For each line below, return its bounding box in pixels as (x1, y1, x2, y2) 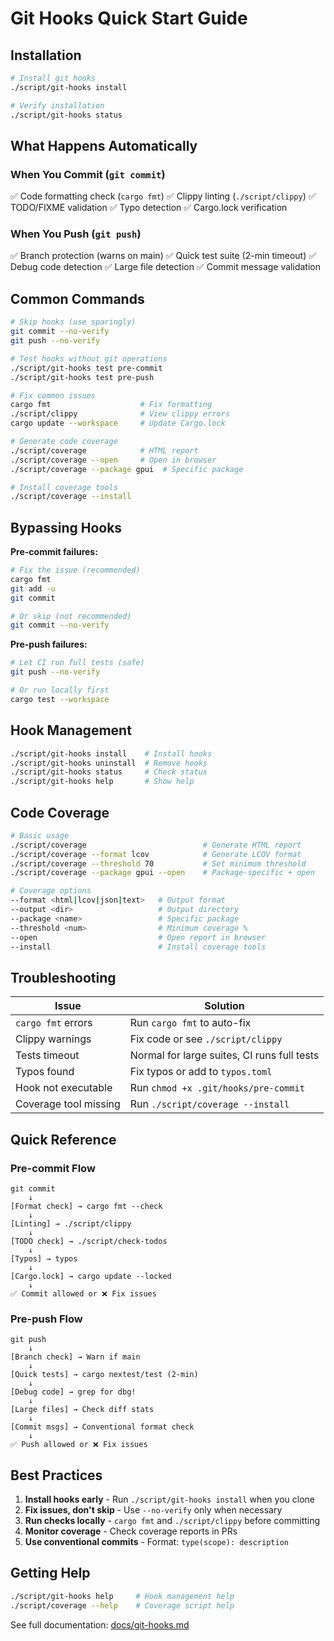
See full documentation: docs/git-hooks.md (10, 1618, 190, 1631)
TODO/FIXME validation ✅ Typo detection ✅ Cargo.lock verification (10, 202, 288, 214)
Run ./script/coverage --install (129, 1097, 290, 1111)
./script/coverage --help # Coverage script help (10, 1600, 235, 1611)
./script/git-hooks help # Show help (10, 777, 195, 787)
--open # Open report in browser (10, 932, 267, 942)
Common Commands (10, 290, 145, 307)
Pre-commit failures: (10, 546, 98, 558)
